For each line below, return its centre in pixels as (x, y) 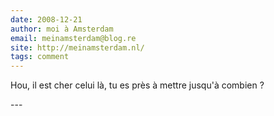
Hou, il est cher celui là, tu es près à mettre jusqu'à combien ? (137, 85)
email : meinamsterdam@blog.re (73, 38)
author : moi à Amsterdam (62, 29)
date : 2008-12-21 (46, 19)
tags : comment (40, 57)
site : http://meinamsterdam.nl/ (77, 47)
